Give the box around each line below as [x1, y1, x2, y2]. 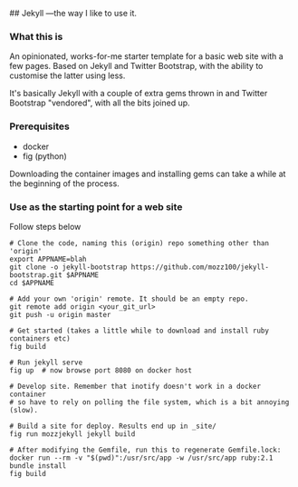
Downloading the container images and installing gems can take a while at [9, 168, 286, 179]
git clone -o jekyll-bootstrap [9, 263, 128, 272]
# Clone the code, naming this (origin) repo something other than [9, 238, 270, 248]
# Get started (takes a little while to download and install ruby [9, 326, 270, 335]
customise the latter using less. [9, 70, 126, 81]
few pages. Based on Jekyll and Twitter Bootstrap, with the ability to [9, 61, 264, 72]
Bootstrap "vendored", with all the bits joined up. [9, 97, 190, 108]
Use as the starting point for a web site [9, 200, 183, 213]
